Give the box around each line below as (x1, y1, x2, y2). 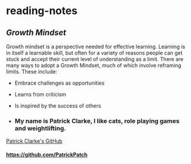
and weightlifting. (14, 124, 66, 132)
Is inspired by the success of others (14, 102, 101, 109)
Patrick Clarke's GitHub (6, 138, 63, 145)
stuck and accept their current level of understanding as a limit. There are (6, 56, 184, 62)
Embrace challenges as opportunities (14, 79, 105, 86)
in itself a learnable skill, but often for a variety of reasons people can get (6, 49, 183, 56)
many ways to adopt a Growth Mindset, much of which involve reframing (6, 62, 182, 69)
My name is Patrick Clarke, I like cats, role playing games (14, 116, 180, 125)
